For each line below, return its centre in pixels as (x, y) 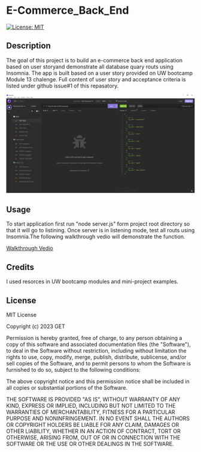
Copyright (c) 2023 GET (36, 326)
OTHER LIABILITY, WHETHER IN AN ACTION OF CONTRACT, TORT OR (93, 431)
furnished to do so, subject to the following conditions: (73, 370)
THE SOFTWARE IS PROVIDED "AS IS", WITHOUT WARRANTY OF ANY (93, 399)
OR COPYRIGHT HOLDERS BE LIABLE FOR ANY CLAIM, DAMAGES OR (93, 425)
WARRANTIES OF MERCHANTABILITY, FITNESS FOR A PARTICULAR (91, 412)
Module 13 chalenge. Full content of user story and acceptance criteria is (96, 79)
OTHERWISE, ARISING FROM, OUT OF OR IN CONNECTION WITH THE (93, 437)
